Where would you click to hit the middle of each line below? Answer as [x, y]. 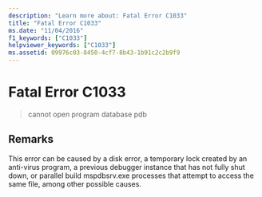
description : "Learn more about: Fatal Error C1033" [98, 16]
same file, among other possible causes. [75, 183]
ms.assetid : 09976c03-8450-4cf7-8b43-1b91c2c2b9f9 [94, 53]
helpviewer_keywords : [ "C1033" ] [62, 45]
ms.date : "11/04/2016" [46, 30]
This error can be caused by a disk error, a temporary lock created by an [128, 158]
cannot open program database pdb [87, 114]
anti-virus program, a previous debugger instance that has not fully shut [127, 167]
